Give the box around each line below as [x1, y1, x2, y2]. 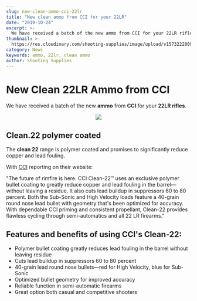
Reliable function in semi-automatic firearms [14, 282, 122, 289]
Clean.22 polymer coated [6, 130, 101, 140]
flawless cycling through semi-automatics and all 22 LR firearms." [6, 212, 165, 219]
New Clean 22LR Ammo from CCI [6, 83, 170, 96]
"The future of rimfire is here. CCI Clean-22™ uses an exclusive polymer [6, 175, 180, 182]
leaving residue [14, 251, 52, 258]
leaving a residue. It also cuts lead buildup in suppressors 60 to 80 [25, 187, 186, 194]
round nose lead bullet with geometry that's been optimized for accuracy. [6, 200, 184, 207]
